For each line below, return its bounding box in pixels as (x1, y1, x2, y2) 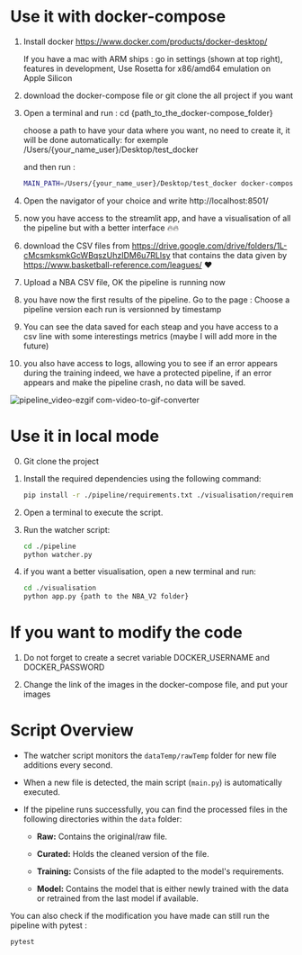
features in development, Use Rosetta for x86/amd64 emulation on (22, 63, 271, 74)
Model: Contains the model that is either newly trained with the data (36, 884, 289, 894)
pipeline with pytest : (10, 920, 88, 931)
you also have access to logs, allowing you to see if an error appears (22, 357, 278, 368)
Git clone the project (22, 455, 100, 466)
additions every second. (22, 760, 113, 770)
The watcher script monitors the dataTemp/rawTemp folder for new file (22, 750, 277, 761)
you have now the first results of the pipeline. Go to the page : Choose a (22, 294, 290, 305)
